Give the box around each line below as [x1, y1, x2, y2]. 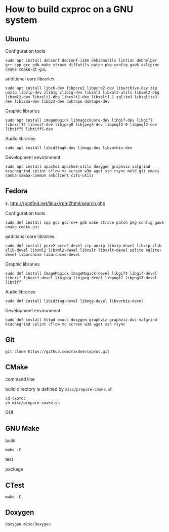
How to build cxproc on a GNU [5, 4, 134, 15]
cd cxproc [5, 396, 26, 401]
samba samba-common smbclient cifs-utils [5, 173, 94, 178]
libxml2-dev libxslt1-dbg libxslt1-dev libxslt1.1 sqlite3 [5, 95, 133, 100]
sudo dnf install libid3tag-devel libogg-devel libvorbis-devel [5, 299, 144, 304]
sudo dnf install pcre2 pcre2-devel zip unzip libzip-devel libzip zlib [5, 243, 162, 248]
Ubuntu [5, 35, 29, 43]
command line [5, 376, 35, 382]
